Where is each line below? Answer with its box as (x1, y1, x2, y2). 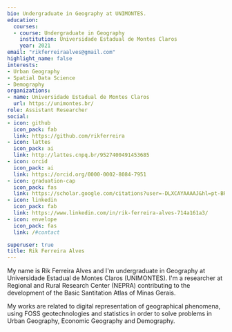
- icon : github (7, 119, 51, 127)
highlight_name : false (7, 55, 72, 62)
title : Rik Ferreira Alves (7, 248, 85, 255)
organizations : (7, 87, 51, 94)
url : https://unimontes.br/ (13, 100, 95, 107)
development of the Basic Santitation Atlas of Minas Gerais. (7, 288, 176, 297)
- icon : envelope (7, 216, 57, 223)
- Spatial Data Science (7, 74, 76, 82)
